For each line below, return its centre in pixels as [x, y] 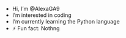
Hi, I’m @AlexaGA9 [36, 9]
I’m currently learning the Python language [66, 21]
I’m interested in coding [42, 15]
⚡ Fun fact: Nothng [36, 28]
